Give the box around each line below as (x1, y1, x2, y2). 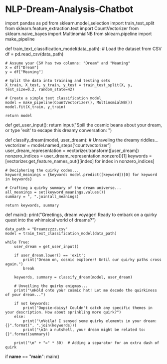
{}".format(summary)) (5, 331, 50, 336)
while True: (5, 239, 30, 244)
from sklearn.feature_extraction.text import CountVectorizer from (5, 25, 139, 31)
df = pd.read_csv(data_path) (5, 51, 64, 57)
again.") (5, 261, 23, 266)
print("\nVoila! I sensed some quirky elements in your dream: (23, 318, 157, 323)
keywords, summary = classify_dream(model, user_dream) (14, 274, 133, 279)
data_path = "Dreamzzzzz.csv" (5, 226, 68, 231)
